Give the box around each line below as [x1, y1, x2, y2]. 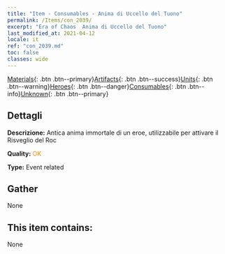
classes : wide [7, 56, 49, 63]
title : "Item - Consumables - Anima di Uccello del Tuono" [7, 10, 183, 17]
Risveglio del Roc [7, 135, 57, 144]
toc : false [7, 50, 39, 57]
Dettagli [7, 110, 43, 122]
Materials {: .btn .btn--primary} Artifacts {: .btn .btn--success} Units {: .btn [7, 75, 213, 83]
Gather [7, 183, 38, 195]
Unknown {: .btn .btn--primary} [20, 89, 109, 98]
